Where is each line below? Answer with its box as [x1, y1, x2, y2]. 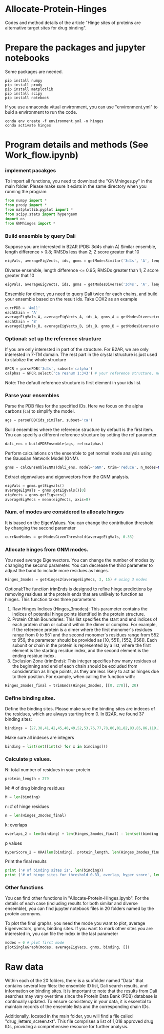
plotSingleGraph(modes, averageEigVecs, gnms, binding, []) [5, 945, 130, 950]
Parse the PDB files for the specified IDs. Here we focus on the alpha [5, 403, 143, 409]
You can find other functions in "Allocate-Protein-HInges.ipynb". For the [5, 895, 149, 901]
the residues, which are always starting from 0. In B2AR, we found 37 [5, 711, 144, 717]
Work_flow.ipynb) [5, 150, 79, 161]
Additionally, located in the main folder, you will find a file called [5, 1013, 133, 1019]
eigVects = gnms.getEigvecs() [5, 492, 67, 497]
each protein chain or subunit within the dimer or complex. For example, [12, 621, 157, 627]
